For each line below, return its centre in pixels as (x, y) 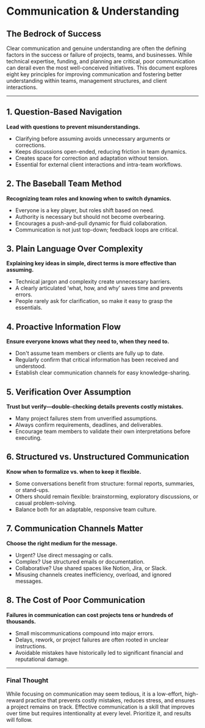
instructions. (31, 646)
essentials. (29, 308)
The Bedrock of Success (54, 34)
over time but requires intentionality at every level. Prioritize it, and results (99, 713)
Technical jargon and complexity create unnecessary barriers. (93, 282)
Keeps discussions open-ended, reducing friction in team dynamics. (101, 151)
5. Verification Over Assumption (69, 392)
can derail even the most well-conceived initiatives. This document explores (102, 68)
